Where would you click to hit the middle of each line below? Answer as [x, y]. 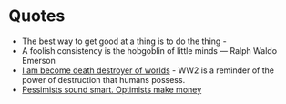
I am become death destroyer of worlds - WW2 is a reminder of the [148, 70]
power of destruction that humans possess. [103, 79]
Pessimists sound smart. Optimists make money [112, 89]
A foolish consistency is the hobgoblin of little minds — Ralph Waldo [149, 50]
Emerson [38, 60]
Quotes [37, 16]
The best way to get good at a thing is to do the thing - [124, 41]
